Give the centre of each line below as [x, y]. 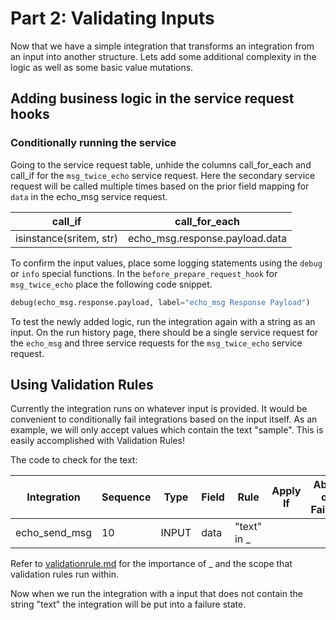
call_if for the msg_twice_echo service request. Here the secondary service [163, 175]
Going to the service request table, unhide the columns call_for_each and [161, 164]
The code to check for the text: [74, 460]
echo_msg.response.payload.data [207, 238]
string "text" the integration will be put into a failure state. [128, 604]
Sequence [126, 497]
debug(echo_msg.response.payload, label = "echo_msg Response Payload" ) [160, 302]
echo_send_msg [53, 533]
